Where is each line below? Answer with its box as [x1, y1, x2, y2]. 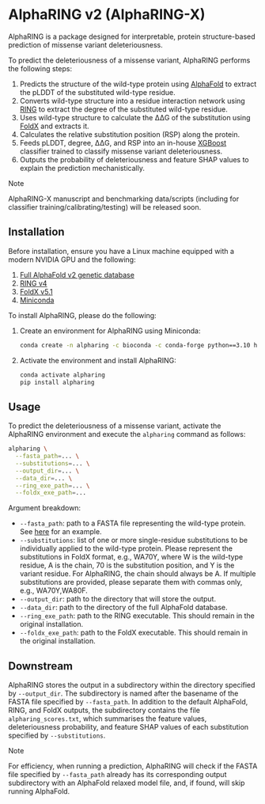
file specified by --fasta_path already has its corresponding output [8, 770, 227, 779]
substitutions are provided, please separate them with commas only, [19, 578, 243, 587]
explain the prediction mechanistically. [19, 163, 145, 173]
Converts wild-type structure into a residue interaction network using [19, 96, 245, 105]
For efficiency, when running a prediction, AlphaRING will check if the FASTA [8, 761, 258, 771]
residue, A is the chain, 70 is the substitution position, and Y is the [19, 560, 235, 571]
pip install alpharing [19, 378, 95, 386]
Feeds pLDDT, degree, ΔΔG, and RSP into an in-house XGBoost [19, 138, 227, 147]
